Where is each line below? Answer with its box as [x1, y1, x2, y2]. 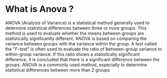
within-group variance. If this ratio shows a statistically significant [5, 51, 140, 57]
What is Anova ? [5, 3, 74, 15]
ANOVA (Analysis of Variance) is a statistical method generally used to [5, 20, 150, 26]
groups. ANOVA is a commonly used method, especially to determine [5, 62, 147, 68]
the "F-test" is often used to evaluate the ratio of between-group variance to [5, 46, 162, 52]
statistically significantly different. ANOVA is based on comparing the [5, 36, 147, 41]
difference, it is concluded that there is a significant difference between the [5, 56, 160, 62]
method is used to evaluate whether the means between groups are [5, 30, 145, 36]
